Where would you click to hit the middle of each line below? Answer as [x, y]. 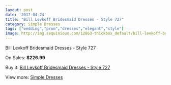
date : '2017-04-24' [26, 15]
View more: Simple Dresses [34, 77]
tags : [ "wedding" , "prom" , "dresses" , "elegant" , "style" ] [65, 29]
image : [12, 33]
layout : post [19, 10]
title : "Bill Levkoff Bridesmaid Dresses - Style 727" [65, 19]
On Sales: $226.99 [25, 58]
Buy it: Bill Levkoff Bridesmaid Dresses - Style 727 [58, 67]
